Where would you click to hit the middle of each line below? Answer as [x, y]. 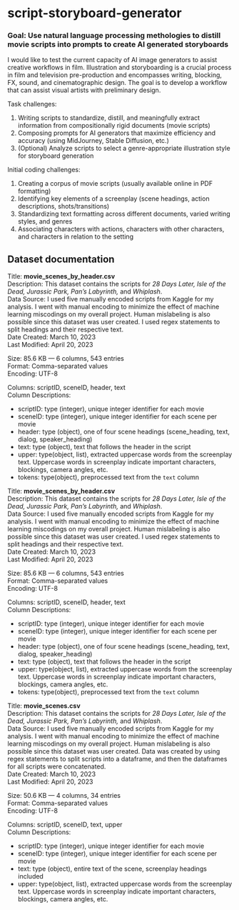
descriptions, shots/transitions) [63, 206]
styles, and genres [45, 221]
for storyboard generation [56, 156]
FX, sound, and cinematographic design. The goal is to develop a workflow [117, 83]
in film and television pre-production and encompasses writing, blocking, [115, 75]
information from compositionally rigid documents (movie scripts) [114, 126]
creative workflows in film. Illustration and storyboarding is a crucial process [119, 67]
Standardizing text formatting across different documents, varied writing [124, 214]
